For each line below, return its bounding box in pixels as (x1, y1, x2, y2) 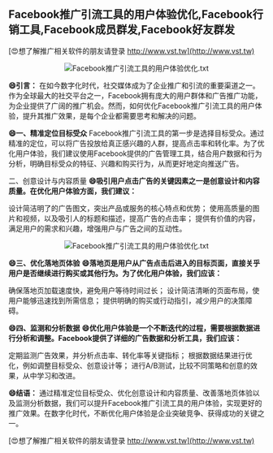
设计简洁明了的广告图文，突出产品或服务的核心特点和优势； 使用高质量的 (8, 203, 253, 213)
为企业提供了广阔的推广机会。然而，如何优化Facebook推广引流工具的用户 (8, 101, 255, 110)
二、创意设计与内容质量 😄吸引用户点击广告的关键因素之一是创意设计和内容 (8, 175, 260, 185)
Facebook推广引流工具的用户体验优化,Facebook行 (8, 7, 264, 22)
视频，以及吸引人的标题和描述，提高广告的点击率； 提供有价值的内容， (22, 214, 260, 223)
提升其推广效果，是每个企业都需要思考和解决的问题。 (22, 110, 201, 120)
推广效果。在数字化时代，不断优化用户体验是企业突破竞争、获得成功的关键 (8, 408, 258, 418)
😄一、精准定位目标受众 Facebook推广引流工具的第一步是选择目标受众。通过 (8, 128, 265, 138)
